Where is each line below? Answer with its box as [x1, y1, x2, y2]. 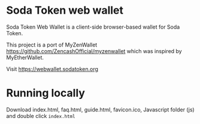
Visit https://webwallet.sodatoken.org [6, 65, 99, 72]
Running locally [6, 86, 86, 100]
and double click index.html [6, 112, 75, 119]
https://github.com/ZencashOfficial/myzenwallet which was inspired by [6, 47, 182, 54]
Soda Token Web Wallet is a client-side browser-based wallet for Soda [6, 23, 180, 30]
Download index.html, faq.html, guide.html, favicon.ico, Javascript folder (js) [6, 106, 195, 113]
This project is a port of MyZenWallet [6, 41, 98, 48]
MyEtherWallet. [6, 54, 44, 61]
